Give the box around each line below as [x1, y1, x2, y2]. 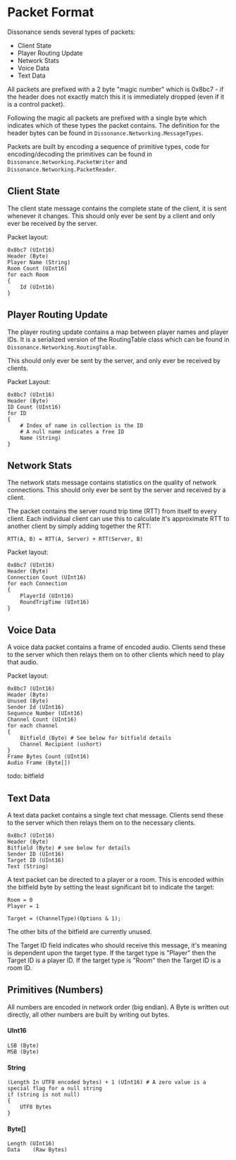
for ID [7, 409, 27, 417]
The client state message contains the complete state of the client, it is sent [7, 204, 227, 213]
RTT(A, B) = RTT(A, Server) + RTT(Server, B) [7, 536, 143, 543]
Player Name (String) [7, 258, 71, 265]
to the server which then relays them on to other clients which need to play [7, 650, 225, 659]
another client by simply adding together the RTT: [7, 522, 151, 530]
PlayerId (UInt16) [20, 592, 74, 600]
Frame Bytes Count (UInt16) [7, 753, 90, 760]
